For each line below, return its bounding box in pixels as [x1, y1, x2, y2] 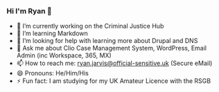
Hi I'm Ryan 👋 [6, 6, 53, 16]
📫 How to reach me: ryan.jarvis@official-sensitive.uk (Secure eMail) [16, 59, 213, 68]
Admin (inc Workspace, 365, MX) [16, 51, 112, 59]
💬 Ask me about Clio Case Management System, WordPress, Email [16, 44, 207, 53]
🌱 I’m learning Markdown [16, 29, 88, 37]
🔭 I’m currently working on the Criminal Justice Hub [16, 22, 164, 30]
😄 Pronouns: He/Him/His [16, 69, 89, 77]
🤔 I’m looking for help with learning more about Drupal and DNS [16, 37, 198, 45]
